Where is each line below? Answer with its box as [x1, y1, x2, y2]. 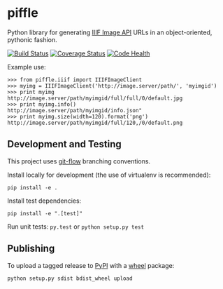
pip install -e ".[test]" [7, 210, 82, 217]
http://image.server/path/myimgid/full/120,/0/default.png [7, 119, 183, 126]
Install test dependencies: [7, 196, 82, 205]
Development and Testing [7, 138, 122, 150]
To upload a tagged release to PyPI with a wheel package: [7, 261, 175, 269]
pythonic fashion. [7, 35, 57, 43]
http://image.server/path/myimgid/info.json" [7, 107, 142, 114]
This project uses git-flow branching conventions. [7, 156, 151, 166]
